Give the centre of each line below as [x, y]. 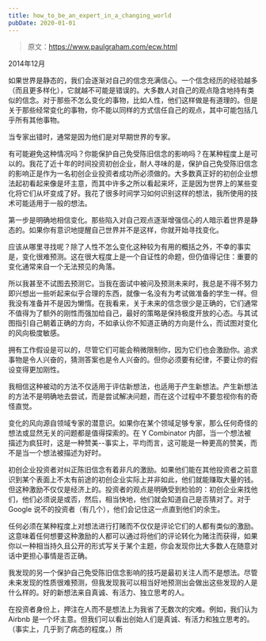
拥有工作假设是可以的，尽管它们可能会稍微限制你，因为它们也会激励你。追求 [133, 349]
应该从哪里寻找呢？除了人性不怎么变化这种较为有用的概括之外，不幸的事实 [129, 246]
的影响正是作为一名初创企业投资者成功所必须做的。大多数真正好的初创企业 [129, 173]
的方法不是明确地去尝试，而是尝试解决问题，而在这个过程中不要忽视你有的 [129, 396]
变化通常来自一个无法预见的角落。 [64, 266]
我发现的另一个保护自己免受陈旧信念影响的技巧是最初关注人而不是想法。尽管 [133, 572]
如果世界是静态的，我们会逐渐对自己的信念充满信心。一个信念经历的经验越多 [133, 80]
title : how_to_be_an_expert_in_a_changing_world [90, 15]
